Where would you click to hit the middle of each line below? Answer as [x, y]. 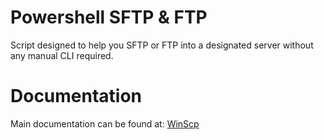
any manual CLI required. [62, 55]
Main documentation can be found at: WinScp [105, 123]
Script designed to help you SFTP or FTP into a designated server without [162, 45]
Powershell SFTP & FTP [109, 17]
